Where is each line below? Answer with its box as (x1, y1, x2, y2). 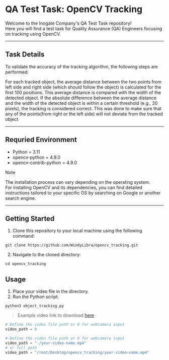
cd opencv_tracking (5, 261, 46, 266)
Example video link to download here (17, 312, 95, 318)
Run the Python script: (12, 294, 59, 300)
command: (12, 233, 35, 239)
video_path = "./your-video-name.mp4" (5, 340, 87, 345)
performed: (5, 69, 29, 75)
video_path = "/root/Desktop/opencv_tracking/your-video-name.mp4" (5, 350, 150, 355)
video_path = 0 (5, 327, 37, 332)
